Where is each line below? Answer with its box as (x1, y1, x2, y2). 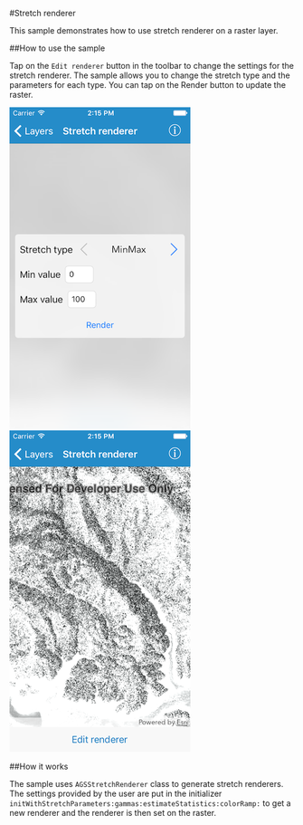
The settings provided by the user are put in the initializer (9, 788, 223, 799)
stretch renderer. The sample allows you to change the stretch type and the (9, 70, 291, 81)
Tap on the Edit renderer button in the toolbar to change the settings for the (9, 61, 294, 71)
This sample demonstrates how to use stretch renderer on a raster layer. (9, 25, 279, 35)
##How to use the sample (9, 43, 106, 53)
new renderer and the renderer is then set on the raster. (9, 808, 217, 818)
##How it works (9, 761, 69, 772)
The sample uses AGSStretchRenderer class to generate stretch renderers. (9, 779, 284, 789)
